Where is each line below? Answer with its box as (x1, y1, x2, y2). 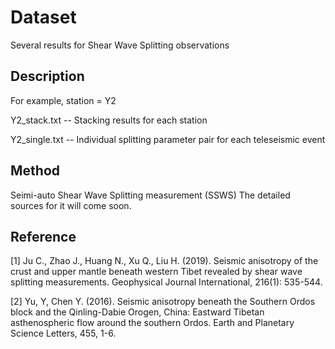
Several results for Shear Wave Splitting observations (10, 39, 230, 51)
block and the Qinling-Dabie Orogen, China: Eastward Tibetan (10, 306, 265, 318)
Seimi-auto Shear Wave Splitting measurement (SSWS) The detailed (10, 189, 291, 201)
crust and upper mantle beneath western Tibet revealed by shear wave (10, 266, 303, 278)
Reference (10, 228, 77, 245)
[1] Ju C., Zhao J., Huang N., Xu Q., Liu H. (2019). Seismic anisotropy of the (10, 255, 319, 267)
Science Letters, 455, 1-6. (10, 327, 117, 340)
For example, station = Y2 (10, 94, 117, 106)
